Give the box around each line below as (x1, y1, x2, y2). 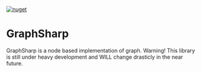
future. (6, 59, 23, 67)
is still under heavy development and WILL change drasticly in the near (6, 53, 183, 61)
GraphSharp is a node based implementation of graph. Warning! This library (6, 47, 196, 54)
